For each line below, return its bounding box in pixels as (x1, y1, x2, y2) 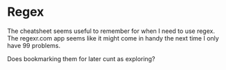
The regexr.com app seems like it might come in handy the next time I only (7, 34, 219, 42)
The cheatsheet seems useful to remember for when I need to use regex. (7, 27, 216, 35)
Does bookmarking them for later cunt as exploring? (7, 54, 156, 62)
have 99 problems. (7, 41, 61, 49)
